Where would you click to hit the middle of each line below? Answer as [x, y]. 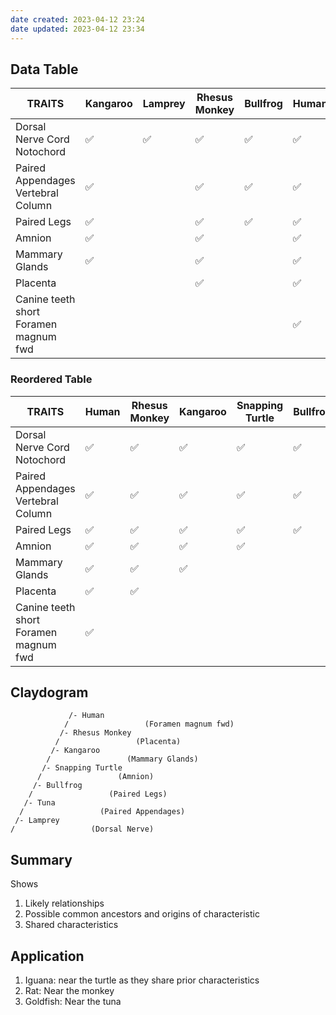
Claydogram [49, 692]
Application [47, 956]
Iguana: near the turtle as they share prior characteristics [142, 980]
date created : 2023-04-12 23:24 [77, 19]
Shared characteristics [71, 925]
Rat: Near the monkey [69, 991]
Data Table [44, 69]
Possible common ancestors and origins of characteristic [142, 914]
